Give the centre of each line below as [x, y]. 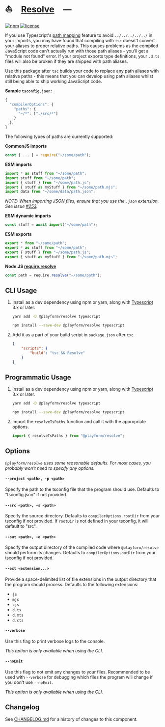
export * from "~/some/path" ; [36, 243]
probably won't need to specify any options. [50, 468]
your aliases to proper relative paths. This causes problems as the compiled [82, 46]
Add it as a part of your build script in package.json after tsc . [73, 335]
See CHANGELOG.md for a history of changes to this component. [71, 719]
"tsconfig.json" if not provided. [36, 494]
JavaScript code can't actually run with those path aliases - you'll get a [77, 51]
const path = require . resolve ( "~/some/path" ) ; [54, 275]
